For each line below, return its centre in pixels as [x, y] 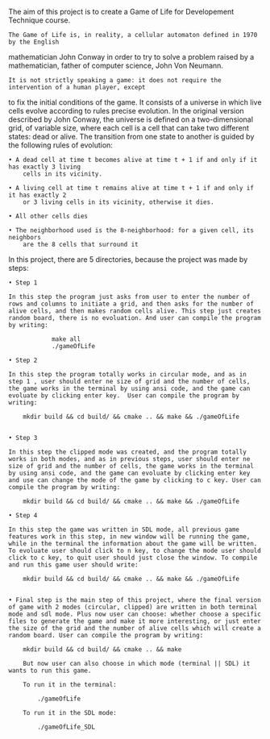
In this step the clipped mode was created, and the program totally [128, 452]
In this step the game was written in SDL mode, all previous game [124, 529]
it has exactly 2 [37, 195]
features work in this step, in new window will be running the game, [129, 537]
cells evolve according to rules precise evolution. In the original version [126, 111]
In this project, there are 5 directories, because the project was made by [128, 259]
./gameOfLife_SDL [66, 727]
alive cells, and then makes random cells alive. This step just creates [135, 311]
